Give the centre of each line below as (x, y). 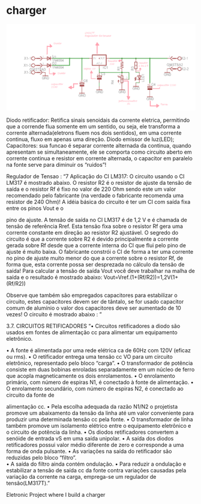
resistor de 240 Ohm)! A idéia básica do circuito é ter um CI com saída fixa (98, 202)
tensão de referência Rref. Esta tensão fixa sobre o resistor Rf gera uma (94, 226)
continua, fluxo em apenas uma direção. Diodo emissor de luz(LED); (90, 139)
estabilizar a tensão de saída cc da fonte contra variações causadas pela (96, 470)
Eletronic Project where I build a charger (56, 495)
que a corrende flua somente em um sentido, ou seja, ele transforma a (93, 127)
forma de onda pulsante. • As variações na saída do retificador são (89, 451)
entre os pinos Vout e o (35, 208)
